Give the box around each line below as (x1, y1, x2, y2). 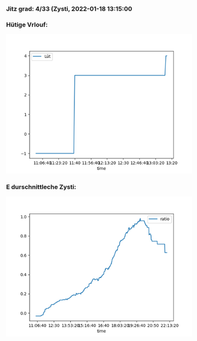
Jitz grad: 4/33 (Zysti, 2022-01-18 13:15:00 (6, 5, 133, 13)
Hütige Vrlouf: (6, 20, 48, 28)
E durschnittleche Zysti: (6, 183, 77, 191)
